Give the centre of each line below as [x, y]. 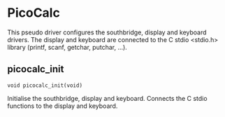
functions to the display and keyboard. [63, 106]
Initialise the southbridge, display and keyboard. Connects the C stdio [107, 98]
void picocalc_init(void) [45, 85]
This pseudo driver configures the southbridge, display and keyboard [107, 32]
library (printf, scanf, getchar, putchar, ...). [67, 47]
